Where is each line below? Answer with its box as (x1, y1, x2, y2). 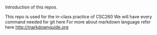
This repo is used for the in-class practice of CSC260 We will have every (5, 14, 152, 19)
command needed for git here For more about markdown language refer (5, 19, 151, 25)
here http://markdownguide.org (5, 24, 69, 30)
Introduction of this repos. (5, 4, 58, 10)
